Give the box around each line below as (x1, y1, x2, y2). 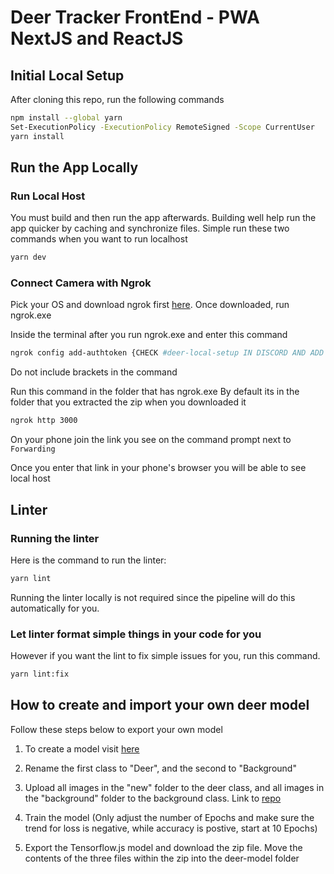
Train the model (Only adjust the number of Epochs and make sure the (24, 811, 315, 823)
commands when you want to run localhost (10, 233, 188, 245)
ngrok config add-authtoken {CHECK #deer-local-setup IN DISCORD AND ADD (10, 348, 325, 358)
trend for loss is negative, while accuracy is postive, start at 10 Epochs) (24, 822, 318, 834)
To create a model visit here (24, 742, 140, 755)
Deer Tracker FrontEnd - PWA (10, 6, 260, 29)
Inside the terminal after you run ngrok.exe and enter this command (10, 329, 288, 341)
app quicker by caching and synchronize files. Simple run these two (10, 222, 290, 235)
